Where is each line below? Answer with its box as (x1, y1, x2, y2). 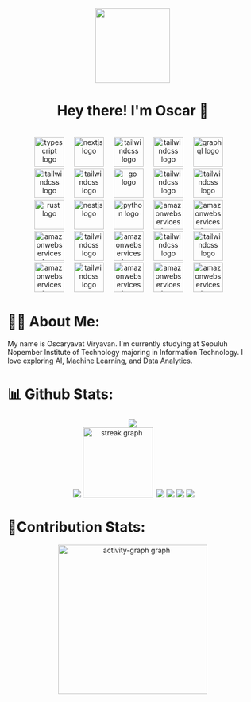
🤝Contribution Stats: (7, 518, 146, 536)
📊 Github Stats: (7, 385, 114, 404)
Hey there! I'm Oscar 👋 (56, 102, 209, 120)
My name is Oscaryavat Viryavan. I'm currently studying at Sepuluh (7, 338, 228, 349)
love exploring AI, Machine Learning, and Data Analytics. (7, 356, 193, 365)
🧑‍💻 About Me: (7, 313, 100, 331)
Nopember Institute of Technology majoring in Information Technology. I (7, 347, 244, 357)
